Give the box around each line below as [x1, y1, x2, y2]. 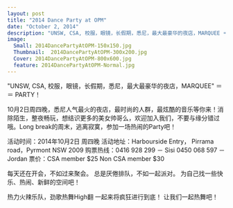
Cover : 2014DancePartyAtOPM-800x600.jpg [13, 55, 132, 62]
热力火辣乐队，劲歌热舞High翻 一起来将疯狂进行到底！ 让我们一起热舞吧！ [7, 192, 218, 201]
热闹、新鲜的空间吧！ [19, 177, 80, 186]
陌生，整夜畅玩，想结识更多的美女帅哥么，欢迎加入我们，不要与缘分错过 [12, 114, 220, 122]
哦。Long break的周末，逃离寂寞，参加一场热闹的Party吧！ [7, 122, 177, 130]
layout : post [7, 10, 45, 17]
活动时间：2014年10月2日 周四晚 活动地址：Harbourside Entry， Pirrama [7, 137, 214, 146]
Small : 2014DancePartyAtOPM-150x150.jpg [13, 42, 132, 49]
